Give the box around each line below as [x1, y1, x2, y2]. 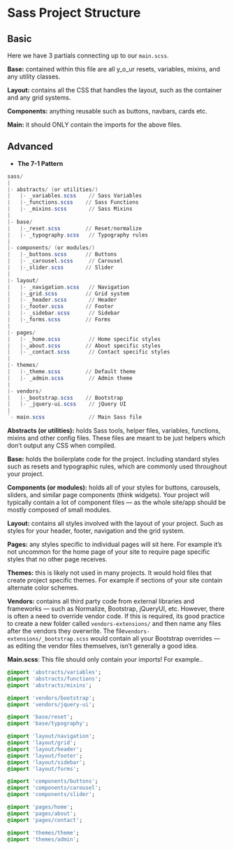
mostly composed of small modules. [7, 506, 112, 514]
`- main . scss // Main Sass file [7, 414, 142, 421]
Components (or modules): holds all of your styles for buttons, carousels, [7, 483, 221, 492]
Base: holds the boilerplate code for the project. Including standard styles [7, 455, 220, 464]
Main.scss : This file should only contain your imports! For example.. [7, 655, 203, 664]
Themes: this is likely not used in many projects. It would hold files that [7, 569, 212, 577]
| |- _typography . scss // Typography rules [7, 231, 149, 239]
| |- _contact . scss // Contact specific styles [7, 349, 170, 356]
